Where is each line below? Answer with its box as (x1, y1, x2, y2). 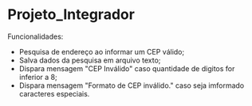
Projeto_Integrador (7, 6, 135, 24)
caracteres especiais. (18, 89, 90, 98)
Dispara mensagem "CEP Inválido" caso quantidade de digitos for (18, 63, 235, 73)
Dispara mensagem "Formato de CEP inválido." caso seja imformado (18, 81, 245, 90)
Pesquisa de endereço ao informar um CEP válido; (18, 47, 185, 56)
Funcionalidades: (7, 32, 64, 41)
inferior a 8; (18, 72, 57, 81)
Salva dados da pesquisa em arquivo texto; (18, 55, 161, 65)
